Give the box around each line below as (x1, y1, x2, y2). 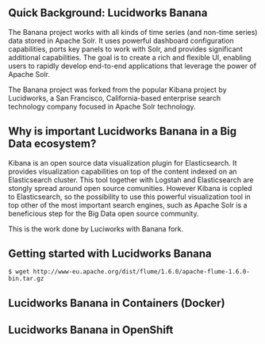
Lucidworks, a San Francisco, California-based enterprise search (8, 93, 221, 102)
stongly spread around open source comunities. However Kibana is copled (8, 183, 252, 193)
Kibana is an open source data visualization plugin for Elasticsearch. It (8, 158, 237, 167)
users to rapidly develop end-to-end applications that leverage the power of (8, 61, 256, 71)
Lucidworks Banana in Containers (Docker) (8, 296, 225, 310)
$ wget (8, 268, 30, 276)
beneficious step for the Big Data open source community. (8, 208, 199, 218)
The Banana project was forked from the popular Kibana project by (8, 85, 228, 94)
